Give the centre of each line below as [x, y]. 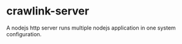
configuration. [24, 34]
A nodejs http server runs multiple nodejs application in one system [91, 28]
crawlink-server [48, 11]
